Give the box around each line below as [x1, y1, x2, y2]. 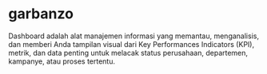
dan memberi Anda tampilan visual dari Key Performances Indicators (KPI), [8, 39, 254, 49]
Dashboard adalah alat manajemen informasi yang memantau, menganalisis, [8, 31, 260, 41]
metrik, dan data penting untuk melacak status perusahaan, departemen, [8, 48, 249, 57]
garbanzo [8, 5, 74, 23]
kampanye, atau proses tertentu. [8, 56, 116, 66]
